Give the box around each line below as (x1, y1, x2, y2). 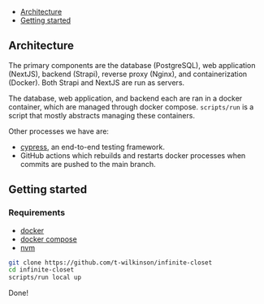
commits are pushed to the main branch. (19, 159, 156, 169)
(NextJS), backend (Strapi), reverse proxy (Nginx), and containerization (8, 69, 248, 79)
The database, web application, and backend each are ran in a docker (8, 93, 243, 103)
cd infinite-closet (8, 266, 75, 274)
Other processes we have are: (8, 126, 110, 136)
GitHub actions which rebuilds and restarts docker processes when (19, 150, 246, 161)
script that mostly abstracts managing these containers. (8, 110, 195, 120)
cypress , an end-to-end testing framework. (19, 142, 165, 152)
